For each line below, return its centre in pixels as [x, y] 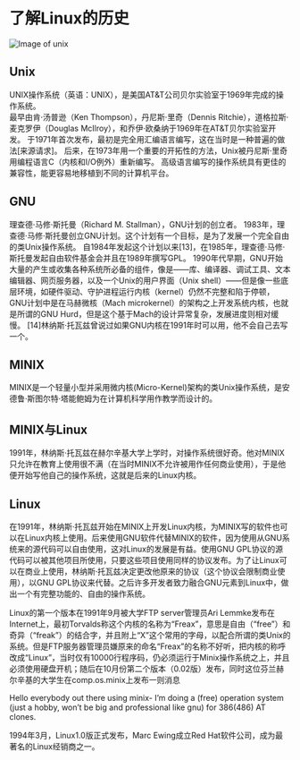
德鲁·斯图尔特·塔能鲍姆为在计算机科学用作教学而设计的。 [113, 398]
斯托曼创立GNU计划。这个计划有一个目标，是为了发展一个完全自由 [167, 235]
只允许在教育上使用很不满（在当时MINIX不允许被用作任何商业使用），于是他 [148, 464]
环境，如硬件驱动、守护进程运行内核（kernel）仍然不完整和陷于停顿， [146, 291]
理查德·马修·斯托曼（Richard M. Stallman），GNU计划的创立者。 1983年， [143, 224]
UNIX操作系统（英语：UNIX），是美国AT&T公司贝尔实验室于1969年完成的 [143, 94]
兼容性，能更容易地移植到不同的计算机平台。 [92, 173]
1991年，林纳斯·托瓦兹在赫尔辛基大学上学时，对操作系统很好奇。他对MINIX [147, 453]
